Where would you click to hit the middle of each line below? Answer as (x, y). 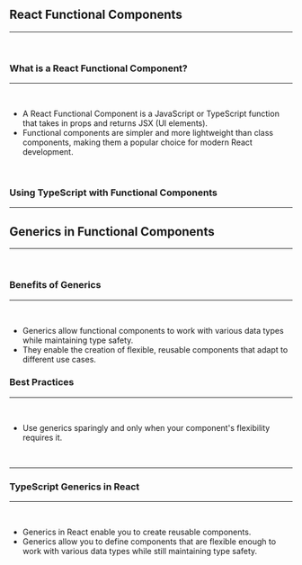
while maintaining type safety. (78, 340)
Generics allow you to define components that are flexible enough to (149, 542)
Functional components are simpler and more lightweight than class (148, 133)
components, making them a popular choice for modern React (138, 142)
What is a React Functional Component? (98, 68)
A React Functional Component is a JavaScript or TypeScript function (151, 114)
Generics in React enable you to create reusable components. (137, 532)
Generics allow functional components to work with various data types (153, 330)
